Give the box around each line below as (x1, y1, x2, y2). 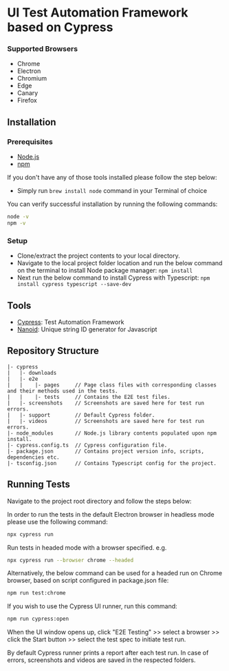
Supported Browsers (7, 44, 78, 54)
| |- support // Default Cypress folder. (7, 411, 155, 418)
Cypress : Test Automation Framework (17, 318, 124, 327)
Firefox (17, 96, 38, 105)
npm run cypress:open (7, 615, 69, 623)
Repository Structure (7, 345, 100, 357)
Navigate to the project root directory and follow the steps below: (7, 497, 192, 505)
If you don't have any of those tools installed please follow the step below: (7, 174, 217, 182)
